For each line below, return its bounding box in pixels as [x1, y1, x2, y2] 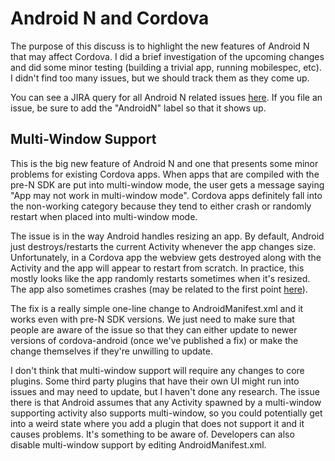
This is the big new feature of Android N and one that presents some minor [10, 157, 319, 169]
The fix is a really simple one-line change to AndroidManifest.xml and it [10, 302, 304, 314]
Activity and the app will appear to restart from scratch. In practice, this [10, 262, 305, 274]
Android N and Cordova [10, 7, 210, 30]
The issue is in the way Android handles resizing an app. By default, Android [10, 230, 325, 242]
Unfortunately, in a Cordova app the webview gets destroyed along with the [10, 251, 322, 263]
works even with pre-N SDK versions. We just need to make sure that [10, 313, 295, 325]
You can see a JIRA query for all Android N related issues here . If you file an [10, 91, 323, 103]
